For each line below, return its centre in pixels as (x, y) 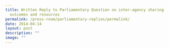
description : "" (22, 33)
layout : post (19, 28)
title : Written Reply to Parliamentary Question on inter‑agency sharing (85, 10)
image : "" (16, 38)
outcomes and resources (35, 14)
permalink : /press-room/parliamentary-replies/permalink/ (68, 19)
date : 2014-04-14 (24, 24)
